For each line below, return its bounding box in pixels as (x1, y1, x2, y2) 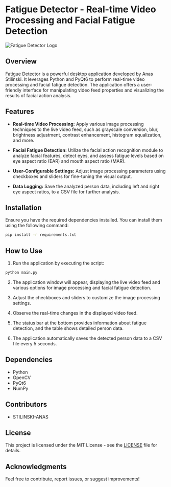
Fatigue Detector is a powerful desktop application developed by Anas (5, 71, 153, 77)
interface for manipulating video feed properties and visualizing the (22, 87, 164, 93)
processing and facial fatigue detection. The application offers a (5, 81, 140, 87)
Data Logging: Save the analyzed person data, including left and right (12, 183, 160, 189)
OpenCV (12, 374, 31, 381)
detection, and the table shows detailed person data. (12, 325, 124, 331)
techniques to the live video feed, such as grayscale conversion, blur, (12, 126, 159, 132)
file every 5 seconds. (12, 340, 57, 346)
